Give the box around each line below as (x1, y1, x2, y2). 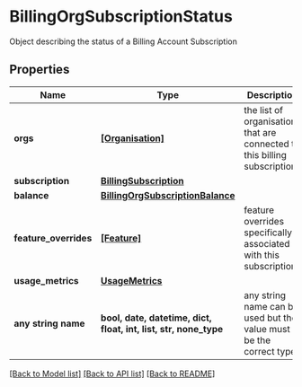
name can (244, 300, 286, 312)
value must (244, 322, 290, 335)
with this (244, 249, 280, 261)
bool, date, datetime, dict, (100, 312, 212, 324)
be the (244, 334, 271, 347)
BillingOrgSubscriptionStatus (9, 6, 234, 27)
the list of (244, 103, 283, 116)
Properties (9, 62, 70, 77)
